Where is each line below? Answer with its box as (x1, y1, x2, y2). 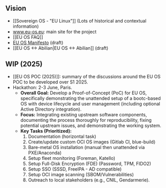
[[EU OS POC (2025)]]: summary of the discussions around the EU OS (12, 73, 161, 79)
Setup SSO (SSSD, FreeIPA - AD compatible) (28, 166, 122, 172)
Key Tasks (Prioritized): (20, 128, 72, 134)
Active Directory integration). (20, 106, 82, 112)
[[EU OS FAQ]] (12, 34, 44, 40)
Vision (5, 4, 27, 13)
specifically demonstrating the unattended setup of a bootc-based (20, 95, 161, 101)
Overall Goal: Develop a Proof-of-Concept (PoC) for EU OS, (20, 90, 147, 96)
